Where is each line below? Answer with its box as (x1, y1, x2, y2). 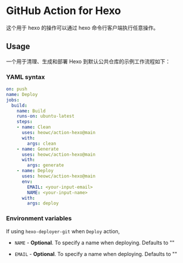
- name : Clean (16, 124, 51, 130)
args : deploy (27, 200, 59, 206)
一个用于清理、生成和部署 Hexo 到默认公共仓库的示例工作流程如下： (6, 57, 171, 65)
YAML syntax (6, 73, 45, 81)
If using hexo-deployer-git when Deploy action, (6, 227, 120, 235)
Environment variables (6, 214, 72, 223)
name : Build (16, 108, 46, 114)
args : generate (27, 162, 65, 168)
